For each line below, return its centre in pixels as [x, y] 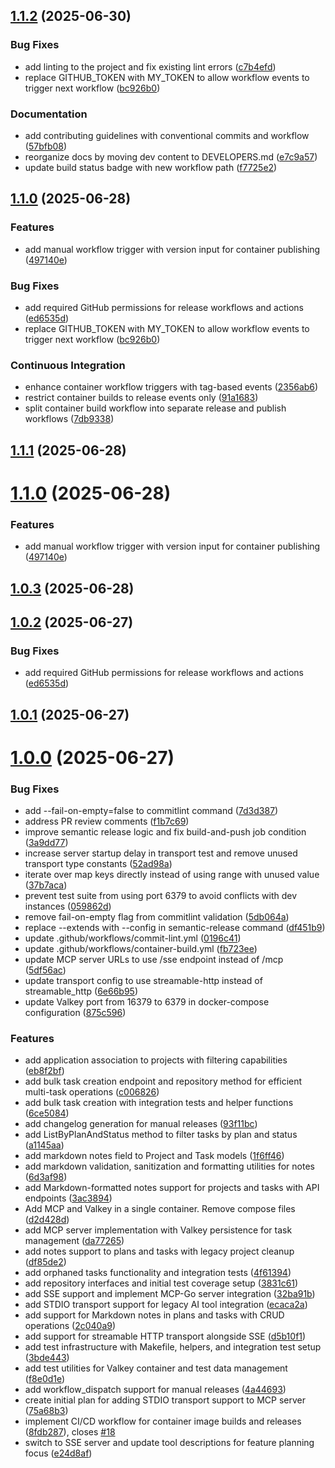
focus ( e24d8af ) [58, 1453]
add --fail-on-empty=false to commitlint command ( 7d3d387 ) [151, 811]
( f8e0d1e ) [45, 1379]
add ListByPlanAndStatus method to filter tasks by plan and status [161, 1135]
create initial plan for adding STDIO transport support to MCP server [165, 1400]
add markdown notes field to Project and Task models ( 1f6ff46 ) [154, 1156]
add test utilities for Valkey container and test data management [156, 1368]
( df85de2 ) [45, 1262]
